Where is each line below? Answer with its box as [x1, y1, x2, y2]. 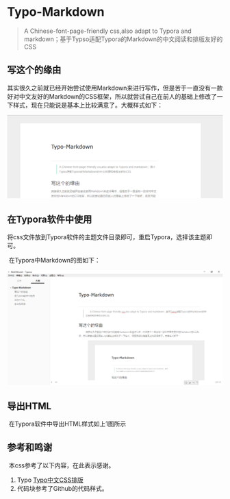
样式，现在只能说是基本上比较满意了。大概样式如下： [12, 101, 163, 109]
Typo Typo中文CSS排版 [16, 476, 84, 484]
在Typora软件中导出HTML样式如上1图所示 [8, 419, 127, 428]
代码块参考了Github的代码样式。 [16, 484, 108, 492]
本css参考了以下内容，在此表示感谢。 [8, 461, 115, 470]
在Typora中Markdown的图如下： [8, 256, 101, 264]
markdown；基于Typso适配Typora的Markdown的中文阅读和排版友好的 [23, 35, 223, 43]
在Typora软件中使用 [7, 213, 92, 225]
